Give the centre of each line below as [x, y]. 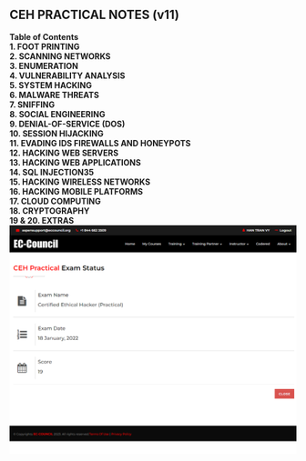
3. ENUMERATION [44, 65]
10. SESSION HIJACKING [57, 133]
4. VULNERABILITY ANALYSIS [67, 75]
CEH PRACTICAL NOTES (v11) [95, 15]
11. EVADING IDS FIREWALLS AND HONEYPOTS [100, 143]
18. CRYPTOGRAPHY [50, 210]
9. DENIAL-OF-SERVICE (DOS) [67, 124]
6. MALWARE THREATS [55, 95]
